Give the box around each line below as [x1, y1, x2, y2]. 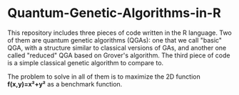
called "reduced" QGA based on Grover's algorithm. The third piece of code [7, 51, 230, 60]
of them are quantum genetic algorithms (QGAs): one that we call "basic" [7, 35, 223, 44]
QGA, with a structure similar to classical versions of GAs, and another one [7, 43, 227, 52]
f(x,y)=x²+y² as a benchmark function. [7, 79, 123, 88]
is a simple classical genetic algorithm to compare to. [7, 58, 164, 67]
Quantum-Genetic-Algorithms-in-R [7, 5, 221, 21]
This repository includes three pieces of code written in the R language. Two [7, 28, 232, 37]
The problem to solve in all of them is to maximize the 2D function [7, 72, 201, 81]
